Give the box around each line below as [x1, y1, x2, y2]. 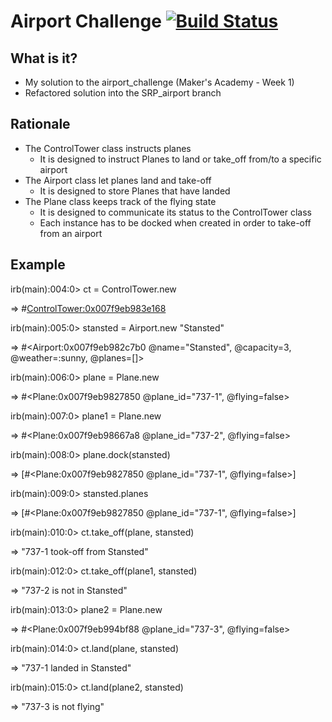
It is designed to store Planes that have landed [39, 185, 231, 197]
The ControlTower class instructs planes [24, 142, 192, 154]
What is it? [10, 50, 78, 67]
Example [10, 256, 66, 274]
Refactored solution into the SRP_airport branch [24, 87, 222, 99]
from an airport [39, 227, 103, 239]
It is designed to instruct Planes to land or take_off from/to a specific [39, 153, 322, 165]
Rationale [10, 116, 71, 133]
